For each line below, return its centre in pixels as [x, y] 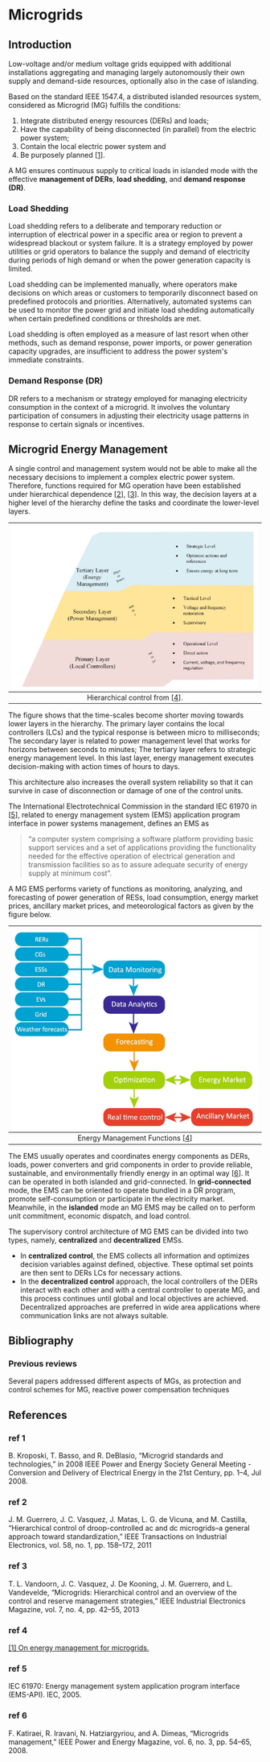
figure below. [30, 915]
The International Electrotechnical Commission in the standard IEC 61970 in [133, 806]
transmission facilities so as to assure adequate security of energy [138, 865]
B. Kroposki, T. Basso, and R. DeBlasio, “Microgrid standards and [116, 1456]
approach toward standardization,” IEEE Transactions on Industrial [118, 1537]
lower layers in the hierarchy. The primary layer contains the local [117, 724]
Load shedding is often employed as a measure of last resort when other [129, 334]
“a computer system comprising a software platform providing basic [141, 839]
